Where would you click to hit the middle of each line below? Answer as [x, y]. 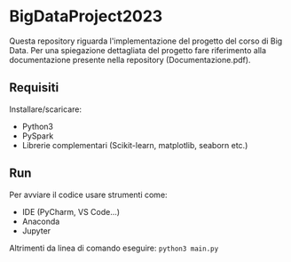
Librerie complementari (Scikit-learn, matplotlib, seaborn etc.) [135, 145]
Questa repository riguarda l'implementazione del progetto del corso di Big [146, 41]
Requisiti [34, 87]
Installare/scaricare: [46, 109]
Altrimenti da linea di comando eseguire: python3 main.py [114, 248]
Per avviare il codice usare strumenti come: [88, 195]
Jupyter [36, 230]
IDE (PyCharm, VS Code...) [71, 211]
